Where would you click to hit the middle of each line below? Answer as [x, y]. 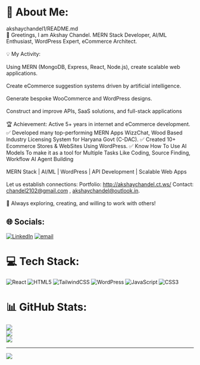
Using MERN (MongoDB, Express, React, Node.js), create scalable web [93, 67]
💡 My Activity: [23, 54]
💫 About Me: [37, 12]
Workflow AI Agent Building [40, 159]
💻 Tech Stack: [43, 261]
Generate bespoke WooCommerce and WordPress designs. [79, 98]
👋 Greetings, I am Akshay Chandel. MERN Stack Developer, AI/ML [87, 34]
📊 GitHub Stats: [47, 307]
